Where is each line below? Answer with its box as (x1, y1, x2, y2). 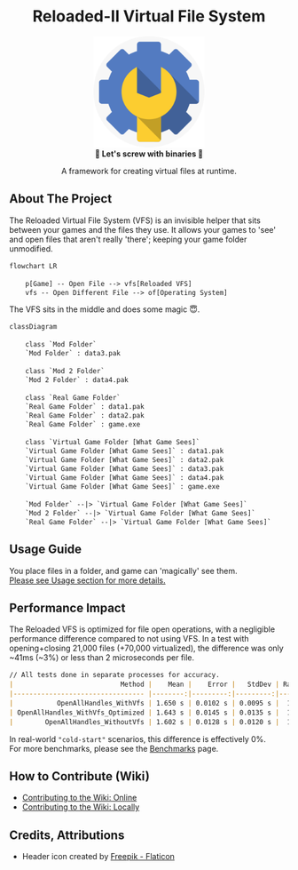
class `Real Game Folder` (25, 393, 122, 402)
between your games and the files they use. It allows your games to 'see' (9, 224, 277, 235)
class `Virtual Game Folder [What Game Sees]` (25, 437, 200, 446)
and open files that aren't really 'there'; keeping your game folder (9, 234, 247, 244)
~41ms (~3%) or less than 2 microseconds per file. (9, 652, 195, 663)
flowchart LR (9, 261, 58, 270)
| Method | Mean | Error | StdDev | (9, 680, 279, 690)
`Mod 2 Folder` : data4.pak (25, 375, 129, 384)
